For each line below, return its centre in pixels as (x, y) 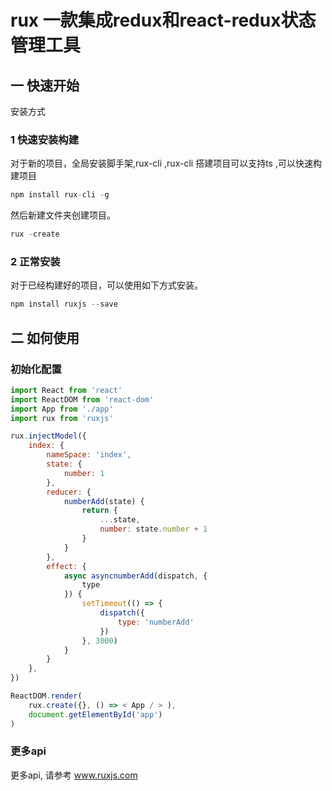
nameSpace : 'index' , (89, 455)
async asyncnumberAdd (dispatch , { (135, 576)
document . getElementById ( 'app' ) (95, 714)
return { (99, 511)
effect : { (66, 566)
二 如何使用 (45, 337)
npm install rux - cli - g (60, 195)
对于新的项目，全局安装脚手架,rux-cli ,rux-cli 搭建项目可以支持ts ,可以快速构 (166, 163)
